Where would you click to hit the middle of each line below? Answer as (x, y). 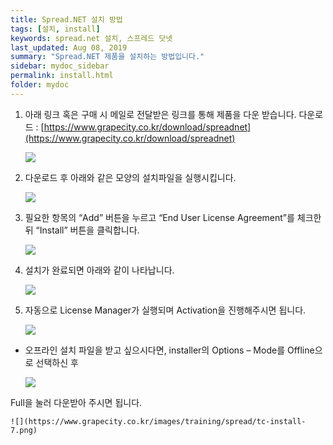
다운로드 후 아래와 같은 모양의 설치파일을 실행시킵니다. (130, 177)
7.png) (24, 430)
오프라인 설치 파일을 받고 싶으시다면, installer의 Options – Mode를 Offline (169, 350)
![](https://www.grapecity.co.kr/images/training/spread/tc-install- (158, 421)
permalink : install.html (62, 76)
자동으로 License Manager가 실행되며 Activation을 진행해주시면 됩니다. (165, 310)
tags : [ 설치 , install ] (55, 29)
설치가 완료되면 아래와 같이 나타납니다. (99, 270)
